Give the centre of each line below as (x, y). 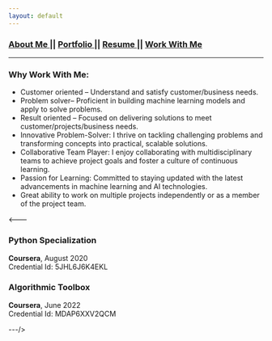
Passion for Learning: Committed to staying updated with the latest (132, 178)
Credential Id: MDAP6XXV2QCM (62, 314)
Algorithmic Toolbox (49, 288)
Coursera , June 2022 (45, 305)
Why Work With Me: (49, 74)
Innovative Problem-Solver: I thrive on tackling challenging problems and (141, 135)
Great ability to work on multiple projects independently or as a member (140, 196)
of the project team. (53, 204)
